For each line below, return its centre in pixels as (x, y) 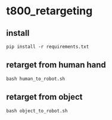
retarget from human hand (56, 65)
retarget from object (44, 97)
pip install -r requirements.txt (48, 47)
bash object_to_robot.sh (37, 111)
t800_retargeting (49, 11)
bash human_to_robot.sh (36, 79)
